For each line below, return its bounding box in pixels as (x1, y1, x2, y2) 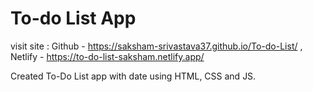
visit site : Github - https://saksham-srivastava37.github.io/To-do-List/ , (10, 40, 303, 52)
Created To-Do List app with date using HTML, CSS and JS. (10, 70, 257, 82)
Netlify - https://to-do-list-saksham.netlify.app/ (10, 50, 205, 62)
